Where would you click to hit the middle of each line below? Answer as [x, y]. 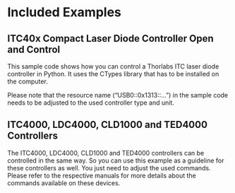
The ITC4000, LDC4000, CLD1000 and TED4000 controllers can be [106, 153]
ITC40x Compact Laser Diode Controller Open [110, 39]
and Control [34, 49]
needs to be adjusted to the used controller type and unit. [91, 103]
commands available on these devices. [64, 183]
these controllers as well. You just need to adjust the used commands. [109, 168]
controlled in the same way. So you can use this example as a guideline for [116, 160]
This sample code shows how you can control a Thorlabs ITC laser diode [113, 66]
